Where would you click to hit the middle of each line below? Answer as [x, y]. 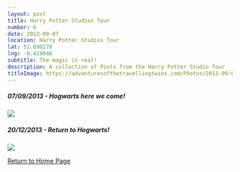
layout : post [27, 14]
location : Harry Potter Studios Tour [64, 41]
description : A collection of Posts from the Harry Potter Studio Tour [116, 67]
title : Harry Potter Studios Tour [59, 21]
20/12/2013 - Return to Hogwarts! [59, 130]
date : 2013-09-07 [33, 34]
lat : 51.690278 [30, 47]
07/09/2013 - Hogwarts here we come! [66, 96]
